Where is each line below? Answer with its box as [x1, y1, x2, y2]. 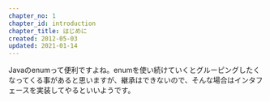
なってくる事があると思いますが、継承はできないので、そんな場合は [8, 75, 235, 85]
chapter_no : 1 [8, 11, 57, 20]
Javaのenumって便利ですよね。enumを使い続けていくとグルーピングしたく [8, 66, 261, 75]
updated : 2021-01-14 [8, 42, 79, 50]
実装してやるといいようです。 [36, 86, 135, 96]
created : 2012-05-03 [8, 34, 79, 43]
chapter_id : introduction [8, 19, 96, 28]
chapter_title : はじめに [8, 27, 88, 35]
